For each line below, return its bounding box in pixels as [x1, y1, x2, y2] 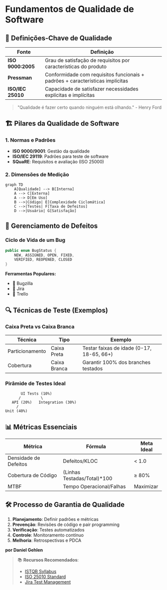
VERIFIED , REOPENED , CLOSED [14, 257, 72, 262]
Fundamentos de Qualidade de [5, 3, 134, 15]
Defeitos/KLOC [63, 457, 98, 464]
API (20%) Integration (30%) [11, 400, 77, 405]
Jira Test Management [24, 579, 71, 585]
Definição [90, 49, 114, 55]
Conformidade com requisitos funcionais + [44, 71, 145, 78]
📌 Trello [12, 291, 28, 297]
